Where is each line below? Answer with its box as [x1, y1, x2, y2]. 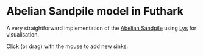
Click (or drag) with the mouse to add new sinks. [6, 43, 128, 50]
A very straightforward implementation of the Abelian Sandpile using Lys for [6, 24, 197, 32]
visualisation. [6, 30, 40, 38]
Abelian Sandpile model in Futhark [6, 4, 184, 18]
